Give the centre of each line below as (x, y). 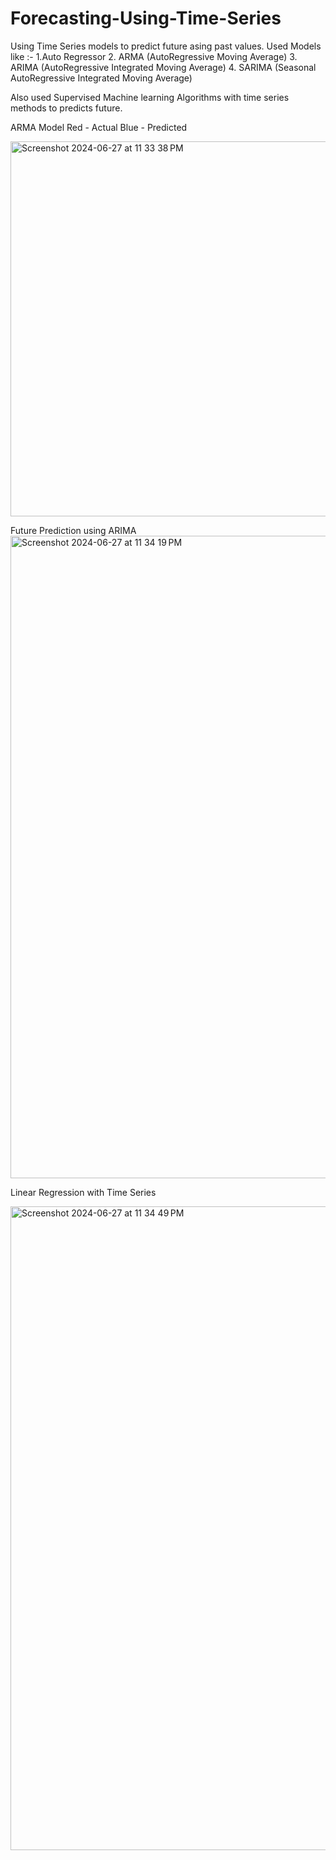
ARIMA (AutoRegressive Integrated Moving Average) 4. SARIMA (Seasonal (163, 67)
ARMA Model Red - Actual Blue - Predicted (99, 127)
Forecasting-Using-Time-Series (146, 18)
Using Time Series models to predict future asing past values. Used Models (166, 46)
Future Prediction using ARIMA (73, 530)
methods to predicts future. (66, 108)
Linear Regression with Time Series (83, 1192)
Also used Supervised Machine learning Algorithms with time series (150, 97)
